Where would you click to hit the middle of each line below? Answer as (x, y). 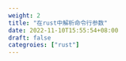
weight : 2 (25, 15)
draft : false (30, 38)
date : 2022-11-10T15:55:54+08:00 (63, 30)
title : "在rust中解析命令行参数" (58, 23)
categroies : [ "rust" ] (44, 45)
